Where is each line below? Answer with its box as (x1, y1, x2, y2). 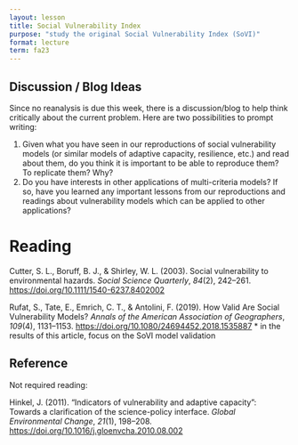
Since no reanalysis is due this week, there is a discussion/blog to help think (9, 102, 288, 113)
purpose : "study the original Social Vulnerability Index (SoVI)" (9, 29, 261, 38)
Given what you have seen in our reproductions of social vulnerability (21, 139, 277, 150)
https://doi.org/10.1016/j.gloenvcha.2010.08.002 (9, 425, 183, 436)
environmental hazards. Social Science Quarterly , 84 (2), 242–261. (9, 275, 252, 286)
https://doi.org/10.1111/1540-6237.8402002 (9, 284, 165, 295)
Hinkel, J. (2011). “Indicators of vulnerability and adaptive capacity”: (9, 397, 257, 408)
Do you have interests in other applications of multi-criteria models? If (21, 176, 278, 187)
